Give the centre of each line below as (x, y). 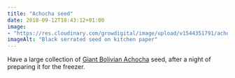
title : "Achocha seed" (40, 14)
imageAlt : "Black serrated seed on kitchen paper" (83, 40)
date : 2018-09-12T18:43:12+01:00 (56, 20)
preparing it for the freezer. (46, 67)
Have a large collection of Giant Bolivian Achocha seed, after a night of (109, 59)
